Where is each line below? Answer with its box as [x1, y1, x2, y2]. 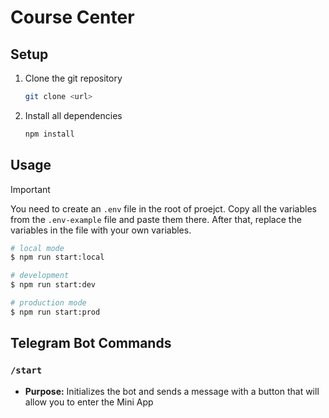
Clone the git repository [24, 72, 123, 84]
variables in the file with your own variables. [10, 224, 192, 236]
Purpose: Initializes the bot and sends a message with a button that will [24, 385, 320, 397]
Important [10, 183, 51, 195]
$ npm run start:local [10, 252, 105, 263]
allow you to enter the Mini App [24, 396, 154, 408]
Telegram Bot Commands [10, 335, 172, 352]
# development [10, 271, 70, 281]
